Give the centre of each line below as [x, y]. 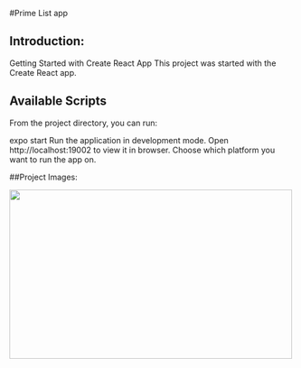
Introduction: [47, 41]
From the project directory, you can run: [84, 123]
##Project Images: [44, 177]
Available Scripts [58, 101]
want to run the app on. [53, 159]
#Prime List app [39, 13]
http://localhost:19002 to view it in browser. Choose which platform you [142, 150]
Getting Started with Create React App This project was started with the [143, 63]
